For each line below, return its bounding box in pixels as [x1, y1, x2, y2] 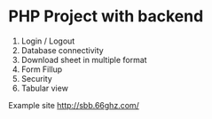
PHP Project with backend [8, 6, 204, 27]
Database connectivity [20, 44, 104, 55]
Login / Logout [20, 36, 75, 46]
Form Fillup [20, 64, 63, 75]
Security [20, 73, 52, 83]
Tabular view [20, 83, 68, 93]
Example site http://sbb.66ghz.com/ [8, 99, 139, 110]
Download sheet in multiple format [20, 54, 147, 65]
